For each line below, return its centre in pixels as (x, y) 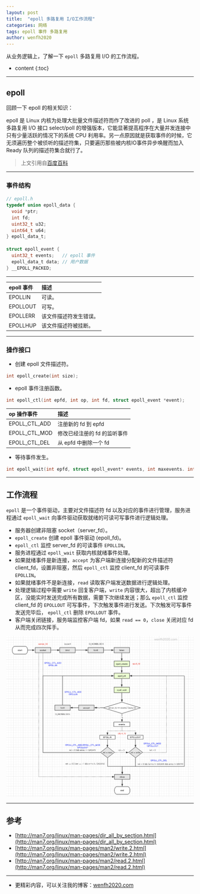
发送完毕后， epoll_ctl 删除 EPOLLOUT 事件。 (69, 612)
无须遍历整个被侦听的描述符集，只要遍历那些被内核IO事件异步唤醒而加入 (95, 143)
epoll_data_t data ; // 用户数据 (50, 262)
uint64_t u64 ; (29, 230)
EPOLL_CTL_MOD (31, 433)
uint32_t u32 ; (29, 224)
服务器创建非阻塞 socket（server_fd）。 (63, 531)
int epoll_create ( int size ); (42, 376)
